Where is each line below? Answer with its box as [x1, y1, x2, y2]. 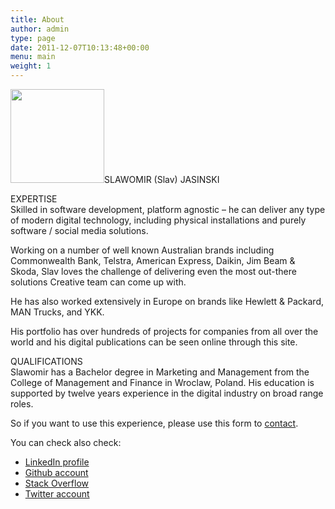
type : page [10, 33, 56, 43]
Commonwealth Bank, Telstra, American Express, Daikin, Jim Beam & [10, 255, 296, 266]
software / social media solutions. [10, 225, 149, 236]
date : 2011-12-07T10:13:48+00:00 [10, 42, 150, 53]
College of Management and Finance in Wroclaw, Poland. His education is [10, 377, 315, 388]
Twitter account [24, 488, 90, 500]
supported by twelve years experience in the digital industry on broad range [10, 387, 324, 399]
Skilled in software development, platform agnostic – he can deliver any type [10, 204, 326, 215]
